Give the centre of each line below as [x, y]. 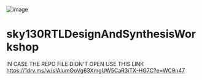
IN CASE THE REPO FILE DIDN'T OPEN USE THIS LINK [75, 64]
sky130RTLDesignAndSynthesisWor [101, 34]
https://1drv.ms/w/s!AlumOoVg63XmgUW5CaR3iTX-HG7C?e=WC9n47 [96, 70]
